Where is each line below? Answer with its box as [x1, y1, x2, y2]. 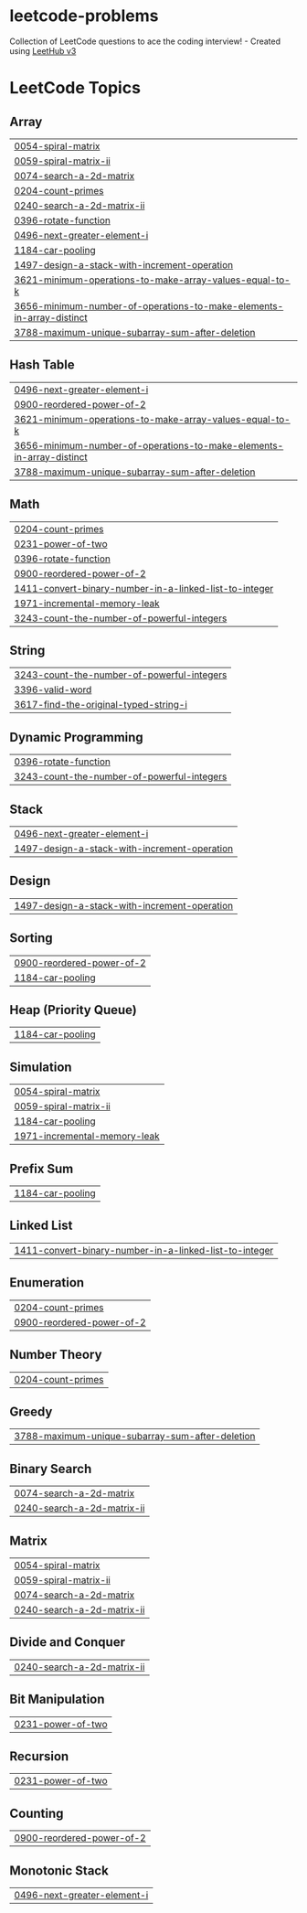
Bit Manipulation [9, 1692, 105, 1707]
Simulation [9, 1059, 72, 1074]
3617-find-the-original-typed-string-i [14, 699, 187, 711]
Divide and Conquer [9, 1634, 126, 1651]
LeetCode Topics [9, 78, 142, 99]
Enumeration [9, 1275, 85, 1290]
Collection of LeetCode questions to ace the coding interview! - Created [9, 36, 281, 47]
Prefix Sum [9, 1160, 74, 1176]
